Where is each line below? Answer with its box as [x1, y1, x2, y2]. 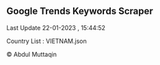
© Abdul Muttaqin [6, 50, 57, 58]
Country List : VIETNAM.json [6, 37, 87, 45]
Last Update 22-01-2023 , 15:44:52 [6, 23, 106, 31]
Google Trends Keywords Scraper [6, 5, 153, 17]
